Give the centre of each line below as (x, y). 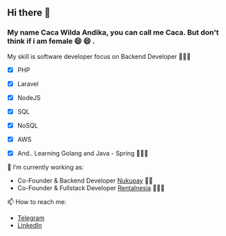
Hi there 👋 (29, 13)
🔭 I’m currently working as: (46, 167)
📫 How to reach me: (37, 202)
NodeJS (29, 97)
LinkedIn (30, 226)
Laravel (28, 83)
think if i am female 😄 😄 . (51, 41)
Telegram (31, 218)
